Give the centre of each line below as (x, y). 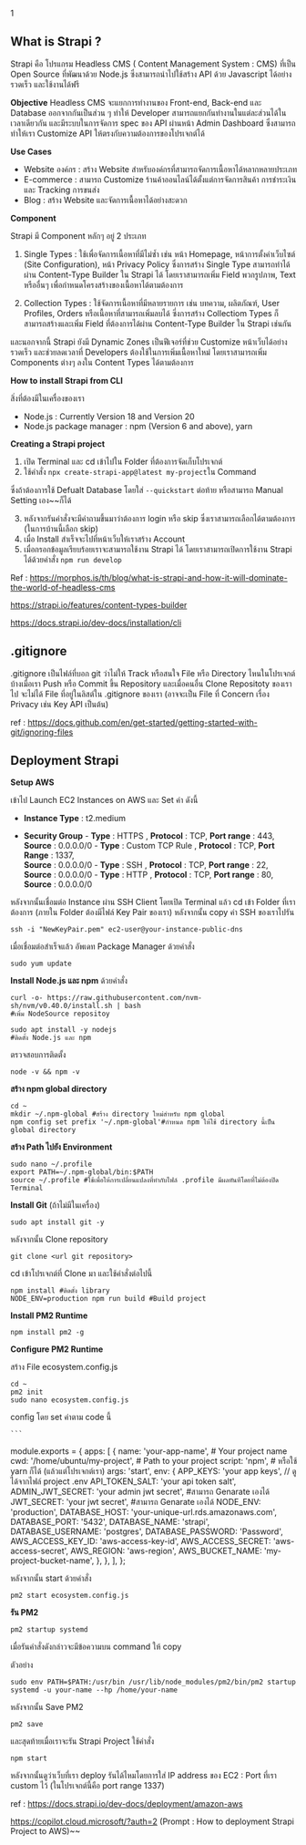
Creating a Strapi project (58, 443)
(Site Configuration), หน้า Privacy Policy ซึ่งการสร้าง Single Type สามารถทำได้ (157, 264)
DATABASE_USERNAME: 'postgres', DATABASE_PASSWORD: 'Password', (147, 1531)
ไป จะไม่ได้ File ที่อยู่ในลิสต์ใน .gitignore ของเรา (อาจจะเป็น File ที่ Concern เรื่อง (140, 694)
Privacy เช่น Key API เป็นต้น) (60, 704)
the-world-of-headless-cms (63, 587)
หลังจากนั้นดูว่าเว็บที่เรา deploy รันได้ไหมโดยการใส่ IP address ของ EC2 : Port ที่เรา (143, 1776)
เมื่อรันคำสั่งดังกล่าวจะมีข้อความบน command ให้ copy (96, 1647)
